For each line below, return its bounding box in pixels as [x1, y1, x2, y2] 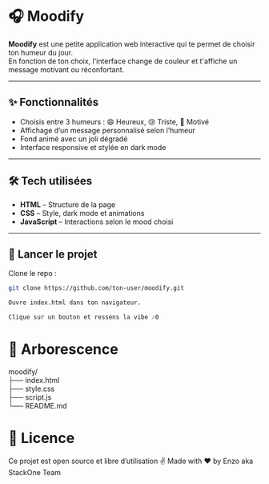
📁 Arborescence [8, 340, 118, 359]
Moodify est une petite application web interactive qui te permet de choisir [8, 39, 255, 49]
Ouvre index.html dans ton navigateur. [8, 299, 142, 307]
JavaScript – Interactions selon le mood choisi [19, 217, 174, 226]
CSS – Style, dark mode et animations [19, 208, 145, 218]
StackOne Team [8, 467, 62, 477]
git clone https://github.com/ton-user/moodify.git [8, 284, 184, 292]
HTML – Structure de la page [19, 199, 116, 209]
